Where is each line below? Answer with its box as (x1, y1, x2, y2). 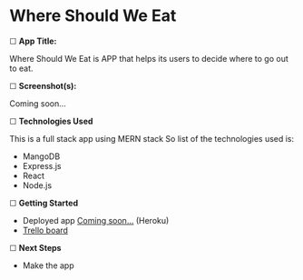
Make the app (22, 260, 74, 271)
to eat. (9, 63, 34, 74)
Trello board (22, 225, 68, 235)
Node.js (22, 179, 53, 191)
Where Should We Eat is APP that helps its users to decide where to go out (9, 53, 288, 64)
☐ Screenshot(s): (9, 80, 77, 91)
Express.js (22, 160, 62, 171)
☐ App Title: (9, 35, 57, 46)
